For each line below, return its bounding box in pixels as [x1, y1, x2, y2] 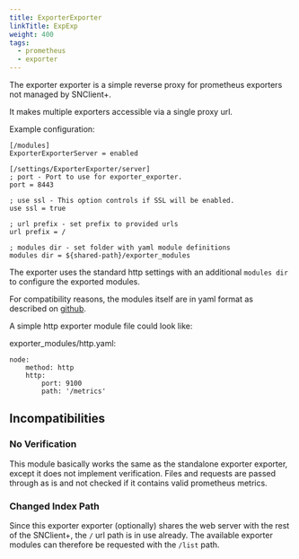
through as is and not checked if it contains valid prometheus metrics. [9, 477, 268, 488]
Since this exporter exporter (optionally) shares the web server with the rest [9, 520, 290, 530]
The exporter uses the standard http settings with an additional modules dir [9, 266, 289, 277]
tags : [9, 38, 30, 48]
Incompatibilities [9, 411, 106, 426]
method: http [25, 363, 75, 372]
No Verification [9, 438, 77, 450]
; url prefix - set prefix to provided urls [9, 220, 179, 229]
